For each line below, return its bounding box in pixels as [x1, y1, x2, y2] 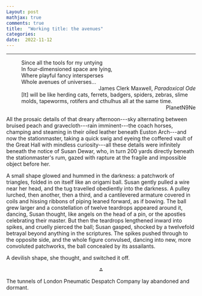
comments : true [6, 20, 44, 26]
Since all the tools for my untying [21, 59, 103, 66]
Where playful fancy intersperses [21, 72, 104, 79]
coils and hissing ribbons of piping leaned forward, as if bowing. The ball [6, 198, 186, 205]
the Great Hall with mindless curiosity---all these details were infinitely [6, 141, 181, 148]
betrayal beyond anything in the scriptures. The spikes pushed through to [6, 230, 188, 237]
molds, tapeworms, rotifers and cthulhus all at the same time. [21, 98, 173, 104]
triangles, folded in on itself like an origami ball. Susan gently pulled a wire [6, 178, 190, 186]
